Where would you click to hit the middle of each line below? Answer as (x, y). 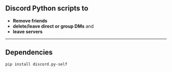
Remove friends (30, 20)
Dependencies (29, 52)
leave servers (27, 31)
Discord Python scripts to (47, 8)
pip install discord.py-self (36, 64)
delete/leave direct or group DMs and (53, 26)
